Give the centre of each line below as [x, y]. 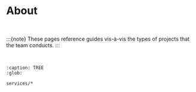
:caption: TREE [25, 68]
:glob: [14, 73]
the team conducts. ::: [33, 45]
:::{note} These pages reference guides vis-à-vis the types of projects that [98, 39]
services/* [20, 83]
